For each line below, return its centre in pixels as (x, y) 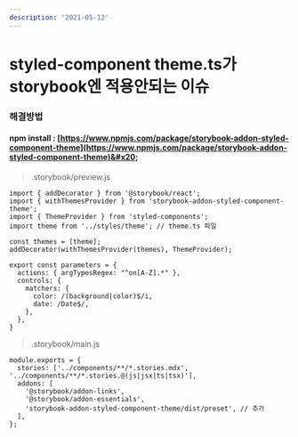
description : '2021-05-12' (59, 17)
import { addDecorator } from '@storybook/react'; (105, 193)
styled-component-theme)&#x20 (72, 158)
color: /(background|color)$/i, (93, 296)
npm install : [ (35, 138)
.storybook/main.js (65, 344)
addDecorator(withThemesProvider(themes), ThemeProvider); (121, 249)
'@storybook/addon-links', (75, 391)
